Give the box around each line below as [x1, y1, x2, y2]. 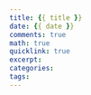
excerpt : [9, 55, 42, 64]
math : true [9, 38, 50, 48]
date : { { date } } [9, 22, 75, 31]
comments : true [9, 30, 67, 39]
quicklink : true [9, 47, 70, 56]
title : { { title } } [9, 13, 83, 23]
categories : [9, 64, 54, 73]
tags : [9, 72, 30, 81]
